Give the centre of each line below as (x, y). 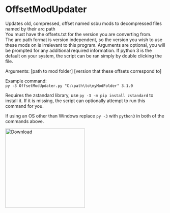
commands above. (25, 121)
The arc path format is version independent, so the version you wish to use (84, 40)
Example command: (26, 81)
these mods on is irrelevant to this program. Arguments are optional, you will (85, 45)
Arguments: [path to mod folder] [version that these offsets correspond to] (83, 71)
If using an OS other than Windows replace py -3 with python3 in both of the (85, 116)
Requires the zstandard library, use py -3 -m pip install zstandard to (79, 95)
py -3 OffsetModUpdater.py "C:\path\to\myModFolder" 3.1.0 (69, 86)
